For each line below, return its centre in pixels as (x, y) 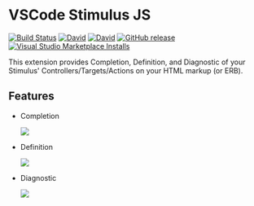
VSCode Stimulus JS (80, 15)
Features (31, 96)
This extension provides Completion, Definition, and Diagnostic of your (127, 62)
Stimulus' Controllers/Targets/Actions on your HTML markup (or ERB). (126, 70)
